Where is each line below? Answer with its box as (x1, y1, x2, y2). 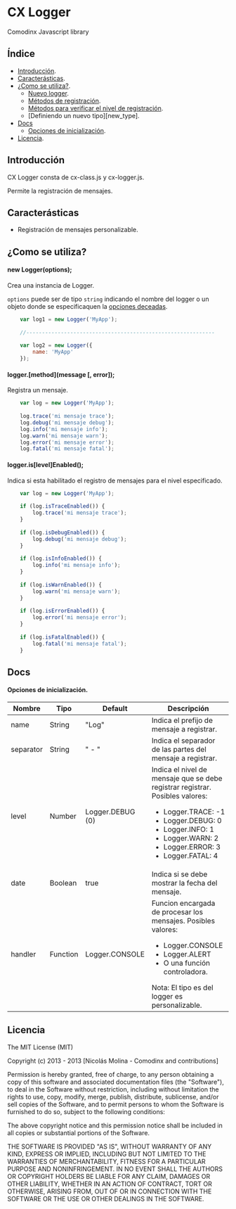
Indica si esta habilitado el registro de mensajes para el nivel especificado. (7, 476, 223, 485)
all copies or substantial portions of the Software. (7, 1128, 150, 1137)
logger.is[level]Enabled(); (7, 460, 84, 468)
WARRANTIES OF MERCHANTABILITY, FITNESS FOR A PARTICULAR (7, 1157, 206, 1165)
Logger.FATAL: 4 (163, 850, 218, 860)
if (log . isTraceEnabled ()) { (20, 503, 105, 510)
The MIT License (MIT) (7, 1042, 74, 1051)
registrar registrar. (151, 782, 212, 792)
